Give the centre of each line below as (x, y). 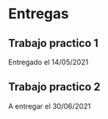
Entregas (39, 14)
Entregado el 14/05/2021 (48, 62)
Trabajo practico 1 (54, 43)
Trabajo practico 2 (54, 87)
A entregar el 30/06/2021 (50, 106)
